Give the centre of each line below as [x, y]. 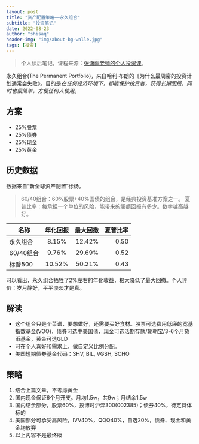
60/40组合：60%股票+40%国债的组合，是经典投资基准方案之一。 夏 [105, 199]
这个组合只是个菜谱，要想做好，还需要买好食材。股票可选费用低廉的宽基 [104, 324]
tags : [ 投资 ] [22, 46]
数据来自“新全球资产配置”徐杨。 [45, 186]
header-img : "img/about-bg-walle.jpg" [54, 40]
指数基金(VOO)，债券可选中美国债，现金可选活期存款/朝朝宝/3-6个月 [99, 331]
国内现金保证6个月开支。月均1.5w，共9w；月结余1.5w [81, 398]
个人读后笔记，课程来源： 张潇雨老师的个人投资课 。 [84, 63]
